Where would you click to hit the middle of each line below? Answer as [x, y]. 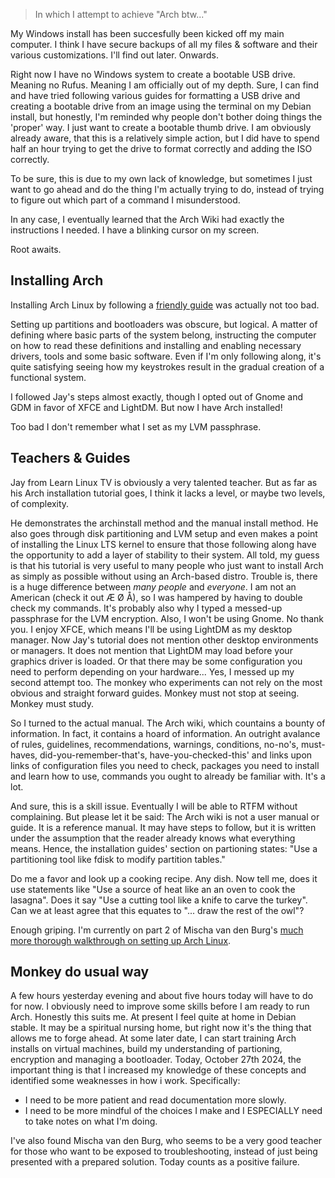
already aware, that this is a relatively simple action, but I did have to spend [165, 138]
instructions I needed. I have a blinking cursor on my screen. [135, 230]
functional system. [48, 377]
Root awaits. [36, 249]
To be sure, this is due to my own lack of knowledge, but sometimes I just [161, 178]
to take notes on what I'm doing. [91, 1121]
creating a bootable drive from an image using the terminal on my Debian [161, 106]
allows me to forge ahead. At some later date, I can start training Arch [153, 1038]
